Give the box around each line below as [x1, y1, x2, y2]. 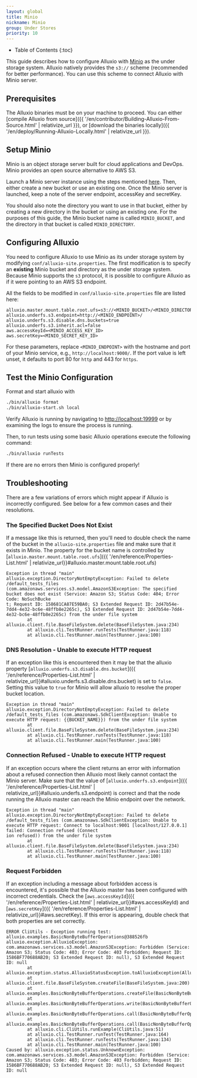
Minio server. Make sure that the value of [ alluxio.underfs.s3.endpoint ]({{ [6, 777, 188, 784]
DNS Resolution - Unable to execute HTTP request [6, 646, 152, 654]
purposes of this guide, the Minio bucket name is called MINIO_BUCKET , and [6, 214, 185, 221]
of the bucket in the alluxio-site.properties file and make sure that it [6, 540, 176, 548]
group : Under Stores [6, 25, 57, 31]
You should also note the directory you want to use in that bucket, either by [6, 202, 188, 209]
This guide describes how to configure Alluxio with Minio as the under [6, 58, 175, 65]
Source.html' [6, 121, 37, 129]
